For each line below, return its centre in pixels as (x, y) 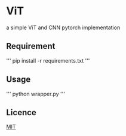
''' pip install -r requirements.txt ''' (48, 60)
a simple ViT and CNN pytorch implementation (63, 27)
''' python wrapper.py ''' (36, 94)
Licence (21, 112)
